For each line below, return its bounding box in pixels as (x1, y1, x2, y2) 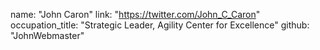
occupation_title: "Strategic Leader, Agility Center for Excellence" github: (10, 19, 310, 31)
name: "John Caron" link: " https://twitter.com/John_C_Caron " (10, 9, 261, 20)
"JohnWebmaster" (10, 30, 85, 41)
